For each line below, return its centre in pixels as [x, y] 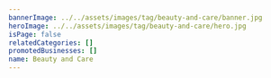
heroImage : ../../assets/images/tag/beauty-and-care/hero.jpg [127, 26]
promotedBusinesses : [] [53, 51]
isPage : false [35, 34]
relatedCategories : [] [51, 43]
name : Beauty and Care [51, 59]
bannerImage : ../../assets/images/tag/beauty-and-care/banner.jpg [135, 17]
